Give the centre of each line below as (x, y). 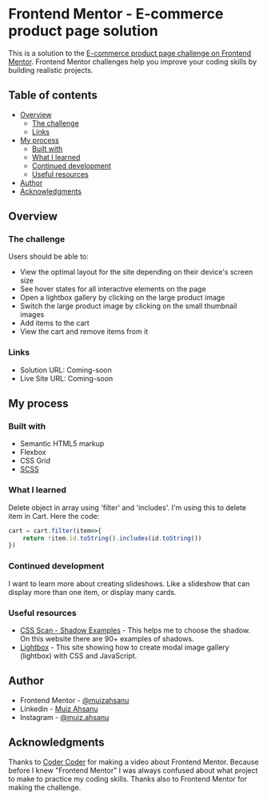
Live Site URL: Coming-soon (66, 378)
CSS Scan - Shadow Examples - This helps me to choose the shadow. (135, 630)
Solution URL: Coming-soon (66, 370)
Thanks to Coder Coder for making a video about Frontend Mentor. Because (133, 762)
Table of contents (53, 96)
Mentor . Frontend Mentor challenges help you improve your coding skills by (133, 62)
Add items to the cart (54, 323)
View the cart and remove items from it (84, 332)
